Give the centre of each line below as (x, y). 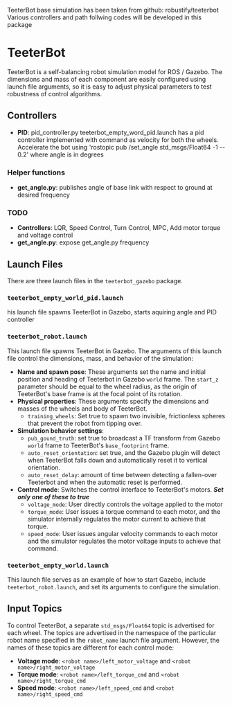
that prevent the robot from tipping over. (85, 423)
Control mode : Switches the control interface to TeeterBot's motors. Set (120, 489)
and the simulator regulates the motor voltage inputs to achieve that (124, 541)
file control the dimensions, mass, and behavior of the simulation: (100, 358)
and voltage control (45, 235)
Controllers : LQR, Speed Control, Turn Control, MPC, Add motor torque (119, 228)
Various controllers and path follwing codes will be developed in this (105, 17)
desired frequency (44, 195)
